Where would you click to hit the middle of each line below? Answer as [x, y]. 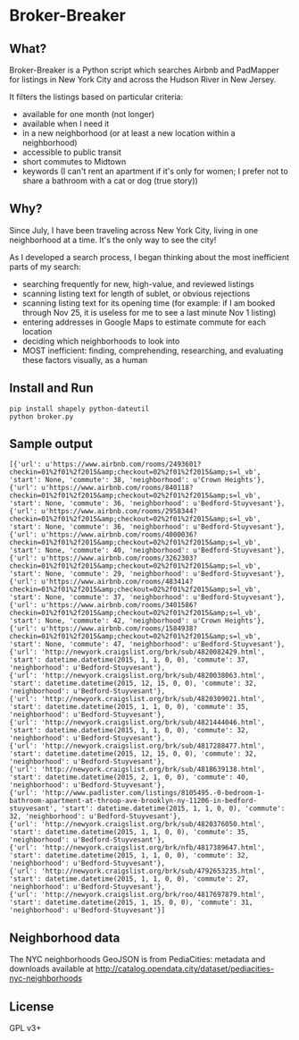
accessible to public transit [72, 152]
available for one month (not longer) [88, 114]
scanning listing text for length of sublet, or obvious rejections [136, 293]
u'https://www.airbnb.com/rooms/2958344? [120, 512]
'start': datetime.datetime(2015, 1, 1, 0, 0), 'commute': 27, [129, 879]
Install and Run [51, 389]
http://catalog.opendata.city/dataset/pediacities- [185, 969]
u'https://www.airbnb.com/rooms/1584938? [120, 629]
